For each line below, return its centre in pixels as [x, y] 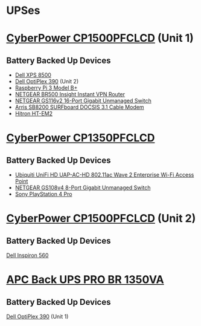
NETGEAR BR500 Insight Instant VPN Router [70, 94]
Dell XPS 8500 [33, 75]
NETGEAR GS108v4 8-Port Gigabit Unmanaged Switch [83, 187]
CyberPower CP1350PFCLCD [81, 138]
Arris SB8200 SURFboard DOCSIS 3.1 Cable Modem [79, 107]
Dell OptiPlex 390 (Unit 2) [47, 82]
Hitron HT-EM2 [34, 114]
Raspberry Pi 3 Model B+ [46, 88]
